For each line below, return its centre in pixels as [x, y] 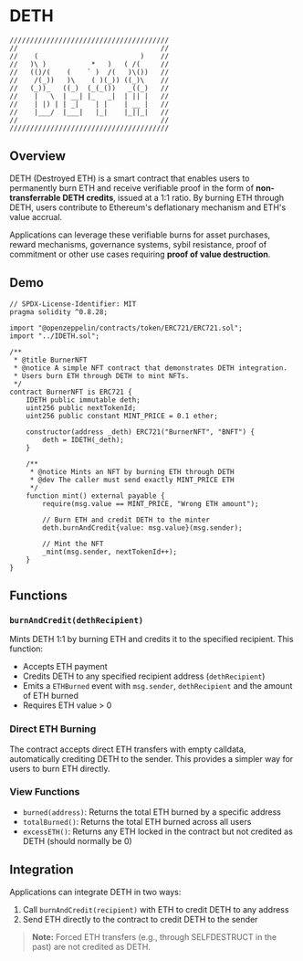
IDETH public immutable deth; [84, 400]
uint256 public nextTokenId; [81, 407]
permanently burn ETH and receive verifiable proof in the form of [131, 187]
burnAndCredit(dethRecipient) [77, 620]
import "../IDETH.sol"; [55, 336]
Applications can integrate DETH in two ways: [95, 892]
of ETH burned [51, 696]
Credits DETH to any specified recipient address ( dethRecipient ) [144, 676]
